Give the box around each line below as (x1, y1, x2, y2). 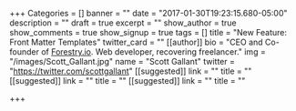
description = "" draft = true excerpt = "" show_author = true (9, 17, 237, 28)
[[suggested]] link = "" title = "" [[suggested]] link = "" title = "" (9, 76, 246, 86)
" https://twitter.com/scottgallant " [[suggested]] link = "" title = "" (9, 66, 252, 76)
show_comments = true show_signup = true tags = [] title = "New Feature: (9, 27, 288, 37)
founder (9, 46, 39, 57)
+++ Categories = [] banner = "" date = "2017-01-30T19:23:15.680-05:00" (9, 8, 289, 18)
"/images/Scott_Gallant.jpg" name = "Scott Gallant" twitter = (9, 56, 235, 66)
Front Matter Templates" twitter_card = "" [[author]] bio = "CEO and (9, 36, 263, 47)
